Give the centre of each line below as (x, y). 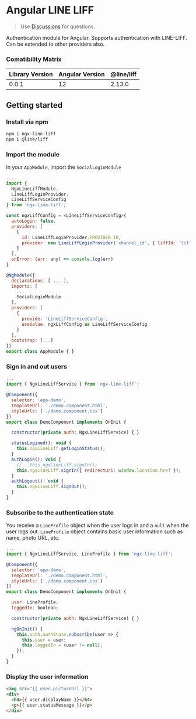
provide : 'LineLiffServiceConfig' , (65, 319)
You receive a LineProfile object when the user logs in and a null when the (97, 526)
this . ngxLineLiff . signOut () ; (52, 487)
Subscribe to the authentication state (60, 512)
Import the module (33, 154)
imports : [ (24, 286)
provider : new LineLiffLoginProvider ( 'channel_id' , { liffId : (99, 243)
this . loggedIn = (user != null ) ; (62, 645)
